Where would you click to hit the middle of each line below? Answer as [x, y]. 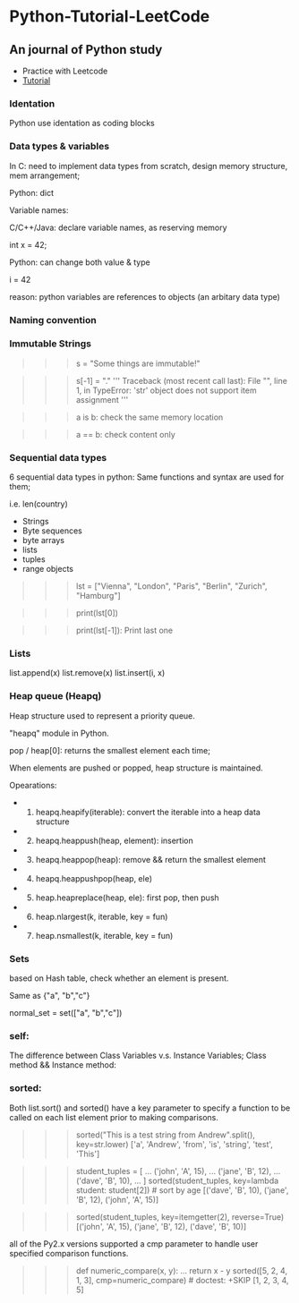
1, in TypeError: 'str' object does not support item [166, 390]
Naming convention [53, 319]
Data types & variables [60, 147]
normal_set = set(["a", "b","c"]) [66, 1013]
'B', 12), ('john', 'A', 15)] [117, 1199]
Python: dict [32, 192]
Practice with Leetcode [65, 71]
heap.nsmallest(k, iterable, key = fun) [104, 935]
